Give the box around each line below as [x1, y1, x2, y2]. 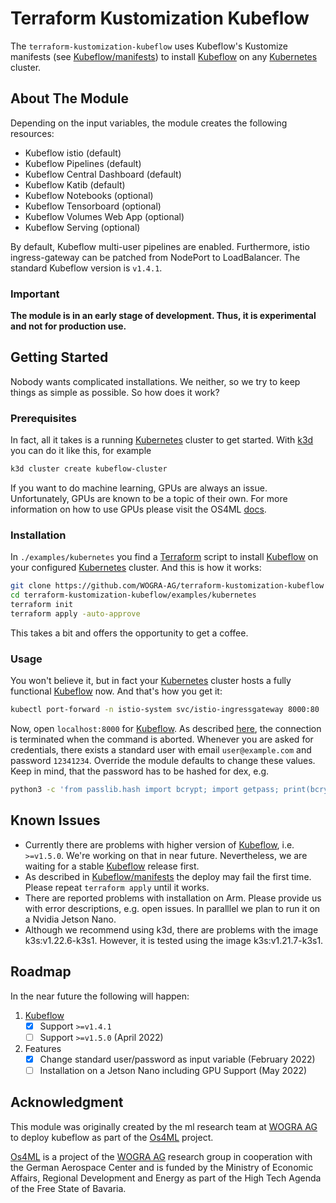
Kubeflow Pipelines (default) [24, 157, 142, 169]
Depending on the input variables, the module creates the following [10, 117, 288, 129]
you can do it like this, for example [10, 445, 152, 457]
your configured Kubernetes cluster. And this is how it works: [10, 562, 262, 574]
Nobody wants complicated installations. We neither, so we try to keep [10, 375, 301, 387]
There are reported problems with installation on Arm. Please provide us [24, 892, 322, 904]
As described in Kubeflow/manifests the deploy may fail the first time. [24, 870, 312, 882]
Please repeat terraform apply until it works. [24, 881, 210, 893]
